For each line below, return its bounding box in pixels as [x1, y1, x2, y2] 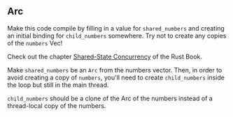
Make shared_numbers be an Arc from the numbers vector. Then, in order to [7, 65, 223, 74]
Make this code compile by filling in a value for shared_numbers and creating [7, 24, 225, 32]
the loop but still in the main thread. [7, 80, 110, 89]
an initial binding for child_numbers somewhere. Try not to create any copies [7, 31, 227, 40]
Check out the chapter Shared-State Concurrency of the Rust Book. [7, 52, 203, 61]
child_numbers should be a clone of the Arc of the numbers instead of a [7, 94, 213, 102]
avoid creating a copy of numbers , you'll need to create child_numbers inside [7, 73, 225, 81]
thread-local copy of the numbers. [7, 101, 106, 110]
